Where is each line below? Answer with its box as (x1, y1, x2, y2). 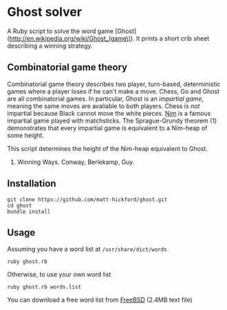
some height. (7, 131, 45, 139)
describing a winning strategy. (7, 41, 93, 50)
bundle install (7, 208, 51, 215)
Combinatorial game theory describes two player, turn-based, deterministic (7, 80, 221, 88)
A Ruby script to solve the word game (7, 27, 113, 35)
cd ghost (7, 202, 32, 209)
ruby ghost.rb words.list (7, 284, 81, 291)
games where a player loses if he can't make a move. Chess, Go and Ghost (7, 87, 220, 95)
